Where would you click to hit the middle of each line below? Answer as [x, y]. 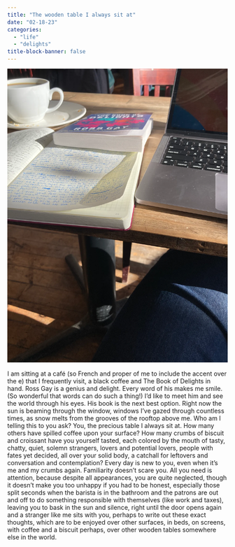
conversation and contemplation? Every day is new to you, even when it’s [113, 463]
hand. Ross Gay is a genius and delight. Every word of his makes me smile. [115, 389]
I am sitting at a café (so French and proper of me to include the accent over [117, 374]
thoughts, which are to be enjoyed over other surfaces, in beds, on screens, [116, 522]
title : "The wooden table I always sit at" [72, 15]
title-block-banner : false [47, 52]
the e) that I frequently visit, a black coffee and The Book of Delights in [109, 381]
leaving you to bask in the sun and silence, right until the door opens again [115, 507]
